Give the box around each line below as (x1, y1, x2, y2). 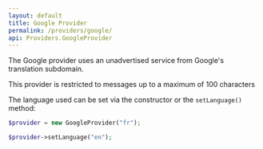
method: (8, 104, 36, 113)
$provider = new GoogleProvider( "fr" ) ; (8, 119, 141, 127)
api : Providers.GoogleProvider (8, 33, 113, 42)
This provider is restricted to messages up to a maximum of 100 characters (8, 80, 256, 89)
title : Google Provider (8, 19, 88, 27)
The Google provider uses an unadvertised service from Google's (8, 56, 225, 65)
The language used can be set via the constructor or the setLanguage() (8, 95, 242, 104)
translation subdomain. (8, 65, 84, 74)
